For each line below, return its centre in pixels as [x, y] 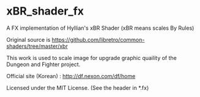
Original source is [28, 39]
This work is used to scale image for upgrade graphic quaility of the [92, 58]
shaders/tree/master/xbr [37, 46]
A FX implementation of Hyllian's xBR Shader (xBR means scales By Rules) [100, 28]
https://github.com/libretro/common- [98, 39]
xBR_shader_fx [45, 11]
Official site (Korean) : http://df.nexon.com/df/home [71, 76]
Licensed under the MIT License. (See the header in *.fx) [78, 88]
